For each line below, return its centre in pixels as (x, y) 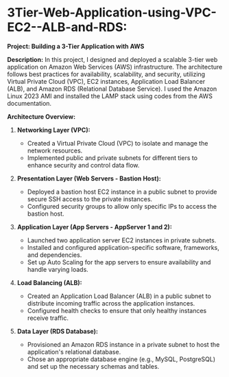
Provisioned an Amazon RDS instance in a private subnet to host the (123, 344)
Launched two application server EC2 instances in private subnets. (122, 240)
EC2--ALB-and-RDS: (67, 27)
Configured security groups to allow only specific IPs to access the (122, 206)
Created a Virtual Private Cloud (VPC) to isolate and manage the (118, 143)
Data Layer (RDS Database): (57, 331)
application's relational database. (74, 352)
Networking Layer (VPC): (53, 130)
